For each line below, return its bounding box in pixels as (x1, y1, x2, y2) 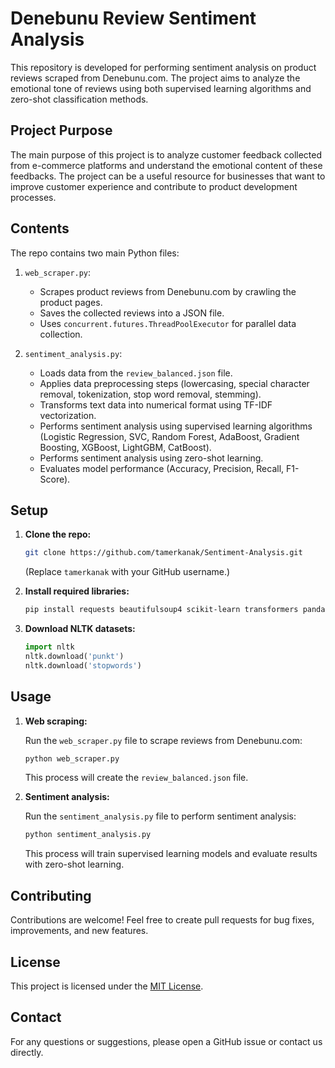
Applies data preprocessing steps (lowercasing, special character (39, 377, 310, 389)
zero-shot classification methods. (10, 93, 149, 105)
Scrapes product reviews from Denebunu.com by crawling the (39, 285, 297, 297)
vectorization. (39, 409, 97, 421)
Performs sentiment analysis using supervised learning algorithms (39, 420, 313, 432)
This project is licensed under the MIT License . (10, 980, 204, 992)
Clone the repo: (24, 528, 92, 541)
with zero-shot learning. (24, 858, 125, 871)
